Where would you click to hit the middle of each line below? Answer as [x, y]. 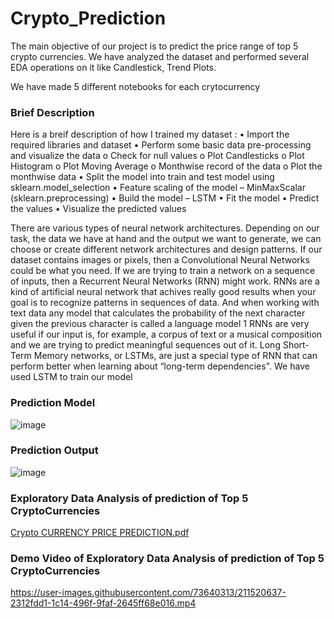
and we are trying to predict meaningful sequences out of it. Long [145, 345]
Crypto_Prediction [88, 18]
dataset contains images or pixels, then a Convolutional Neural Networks [160, 260]
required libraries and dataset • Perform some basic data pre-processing [161, 145]
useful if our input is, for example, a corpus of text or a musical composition [166, 334]
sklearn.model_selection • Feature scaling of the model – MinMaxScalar [158, 188]
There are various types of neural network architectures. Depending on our [165, 228]
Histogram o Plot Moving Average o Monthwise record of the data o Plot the [166, 166]
